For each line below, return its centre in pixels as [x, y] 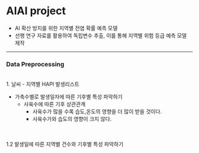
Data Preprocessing [35, 64]
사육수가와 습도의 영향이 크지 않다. [72, 119]
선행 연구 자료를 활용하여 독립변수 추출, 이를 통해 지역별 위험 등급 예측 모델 [101, 35]
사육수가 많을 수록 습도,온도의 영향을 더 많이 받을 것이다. [97, 111]
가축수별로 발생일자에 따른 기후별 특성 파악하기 [68, 97]
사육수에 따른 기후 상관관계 [54, 104]
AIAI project [36, 11]
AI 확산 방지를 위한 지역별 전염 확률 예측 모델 [66, 28]
